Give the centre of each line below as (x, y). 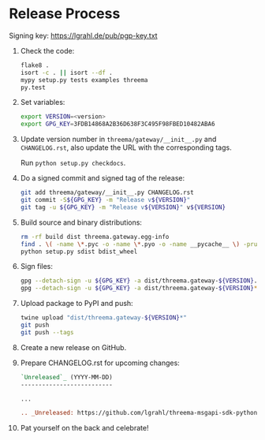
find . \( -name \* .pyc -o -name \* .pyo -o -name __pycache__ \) (130, 244)
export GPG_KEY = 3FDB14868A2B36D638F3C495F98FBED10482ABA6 (118, 124)
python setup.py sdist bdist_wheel (79, 252)
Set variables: (43, 103)
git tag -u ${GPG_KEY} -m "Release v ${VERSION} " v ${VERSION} (123, 207)
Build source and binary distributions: (81, 222)
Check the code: (47, 50)
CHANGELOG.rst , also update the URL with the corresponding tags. (126, 147)
